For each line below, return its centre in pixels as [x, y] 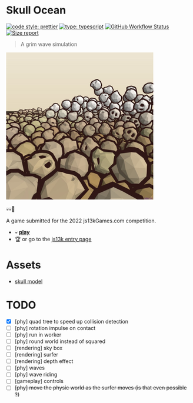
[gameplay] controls [39, 381]
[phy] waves [30, 368]
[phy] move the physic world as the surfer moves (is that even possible [101, 388]
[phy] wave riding [36, 375]
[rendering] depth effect [44, 361]
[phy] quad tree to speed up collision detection [71, 321]
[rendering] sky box [39, 348]
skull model [29, 281]
